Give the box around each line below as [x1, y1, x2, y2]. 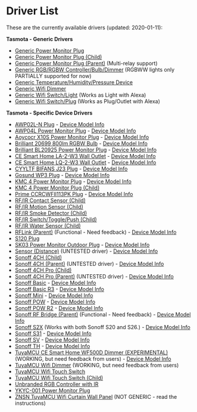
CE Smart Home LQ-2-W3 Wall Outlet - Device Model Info [14, 159, 157, 166]
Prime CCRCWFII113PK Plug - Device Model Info [14, 190, 133, 197]
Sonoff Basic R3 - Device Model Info [14, 285, 104, 293]
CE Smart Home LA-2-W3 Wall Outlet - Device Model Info [14, 152, 156, 159]
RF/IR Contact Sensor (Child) [14, 197, 86, 204]
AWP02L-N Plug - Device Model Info [14, 120, 105, 128]
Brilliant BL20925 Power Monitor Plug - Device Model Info [14, 146, 157, 153]
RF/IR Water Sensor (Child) [14, 222, 82, 229]
